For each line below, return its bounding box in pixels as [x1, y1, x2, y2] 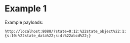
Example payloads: [4, 19, 43, 25]
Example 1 [4, 3, 47, 14]
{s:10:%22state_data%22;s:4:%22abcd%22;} [4, 33, 91, 38]
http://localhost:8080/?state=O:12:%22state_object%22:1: [4, 29, 127, 34]
